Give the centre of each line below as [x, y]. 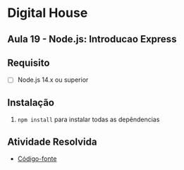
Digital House [48, 13]
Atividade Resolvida [52, 141]
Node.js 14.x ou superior [53, 80]
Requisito [29, 62]
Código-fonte [37, 159]
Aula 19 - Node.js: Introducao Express [92, 39]
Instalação [31, 103]
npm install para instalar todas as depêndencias [88, 120]
